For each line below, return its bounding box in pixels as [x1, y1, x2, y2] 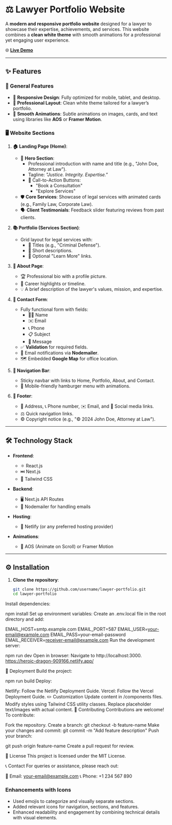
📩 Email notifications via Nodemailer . [20, 349, 99, 356]
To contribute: [5, 712, 35, 718]
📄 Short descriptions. [28, 247, 73, 253]
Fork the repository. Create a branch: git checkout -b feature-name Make [5, 722, 160, 728]
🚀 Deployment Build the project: [5, 668, 73, 674]
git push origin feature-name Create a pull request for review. [5, 743, 135, 749]
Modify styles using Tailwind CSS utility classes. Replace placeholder [5, 701, 152, 707]
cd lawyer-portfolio [12, 591, 57, 596]
